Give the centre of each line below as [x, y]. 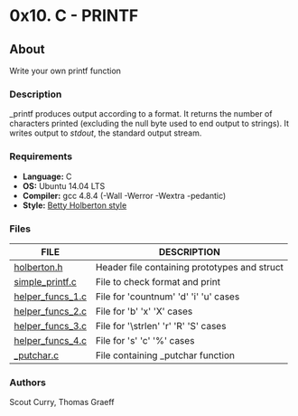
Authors [28, 383]
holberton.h [38, 267]
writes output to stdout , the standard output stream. [106, 133]
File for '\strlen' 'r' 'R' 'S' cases [161, 326]
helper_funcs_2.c [51, 311]
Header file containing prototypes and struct [190, 267]
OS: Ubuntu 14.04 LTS [64, 185]
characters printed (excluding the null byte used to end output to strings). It [149, 124]
